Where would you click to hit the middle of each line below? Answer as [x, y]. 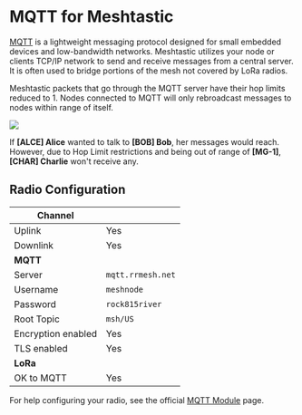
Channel [55, 215]
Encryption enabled [56, 333]
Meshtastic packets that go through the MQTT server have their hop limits [147, 88]
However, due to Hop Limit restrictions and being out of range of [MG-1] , [145, 151]
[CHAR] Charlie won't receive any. [74, 161]
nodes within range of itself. [61, 107]
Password [35, 304]
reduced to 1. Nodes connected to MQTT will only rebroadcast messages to [151, 98]
